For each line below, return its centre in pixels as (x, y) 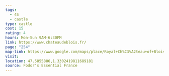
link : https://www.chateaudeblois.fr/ (46, 42)
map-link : (16, 51)
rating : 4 (16, 33)
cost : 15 (14, 28)
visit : (12, 56)
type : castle (19, 24)
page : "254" (18, 47)
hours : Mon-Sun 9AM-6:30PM (33, 38)
